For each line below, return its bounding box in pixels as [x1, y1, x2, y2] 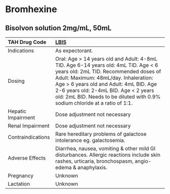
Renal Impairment [8, 122, 50, 129]
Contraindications [8, 134, 50, 140]
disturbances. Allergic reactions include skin [55, 152, 161, 158]
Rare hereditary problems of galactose [55, 130, 147, 137]
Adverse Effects [8, 155, 46, 161]
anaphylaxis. [77, 164, 108, 171]
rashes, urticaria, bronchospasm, [55, 158, 134, 165]
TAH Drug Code [8, 39, 47, 45]
